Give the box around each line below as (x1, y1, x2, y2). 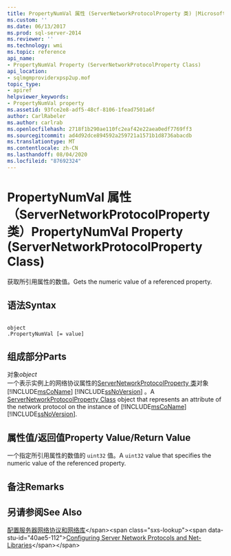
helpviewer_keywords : (7, 94, 69, 101)
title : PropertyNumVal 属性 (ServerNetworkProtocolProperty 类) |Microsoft (7, 10, 226, 17)
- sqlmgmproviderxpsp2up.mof (7, 74, 91, 81)
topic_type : (7, 81, 41, 88)
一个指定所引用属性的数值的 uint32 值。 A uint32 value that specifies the (7, 451, 212, 459)
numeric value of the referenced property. (7, 459, 126, 468)
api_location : (7, 68, 48, 75)
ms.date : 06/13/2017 (7, 23, 67, 30)
